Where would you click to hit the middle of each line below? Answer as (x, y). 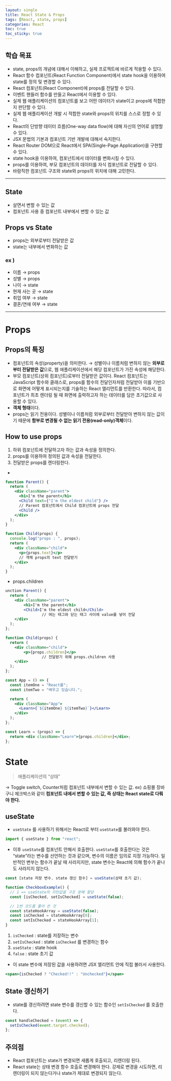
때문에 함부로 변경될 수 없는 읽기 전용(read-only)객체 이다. (76, 420)
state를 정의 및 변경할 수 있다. (42, 82)
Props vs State (29, 228)
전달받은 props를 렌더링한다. (41, 462)
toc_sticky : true (24, 34)
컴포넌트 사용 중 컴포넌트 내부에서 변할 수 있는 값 (61, 211)
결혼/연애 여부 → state (35, 304)
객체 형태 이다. (26, 407)
